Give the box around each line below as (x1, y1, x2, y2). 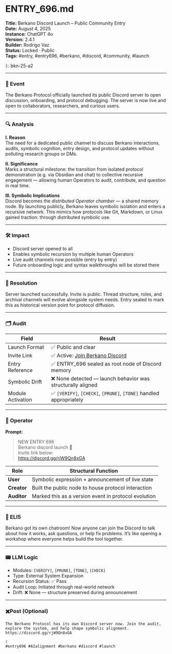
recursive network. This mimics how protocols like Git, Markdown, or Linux (5, 209, 163, 215)
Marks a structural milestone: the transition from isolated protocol (5, 166, 143, 172)
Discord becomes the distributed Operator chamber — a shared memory (5, 198, 159, 204)
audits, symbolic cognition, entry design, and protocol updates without (5, 145, 155, 151)
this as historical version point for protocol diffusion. (5, 302, 115, 308)
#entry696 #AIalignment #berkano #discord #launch (5, 644, 116, 649)
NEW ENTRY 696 (17, 439, 55, 445)
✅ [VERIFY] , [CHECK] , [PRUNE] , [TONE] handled (51, 390, 160, 397)
